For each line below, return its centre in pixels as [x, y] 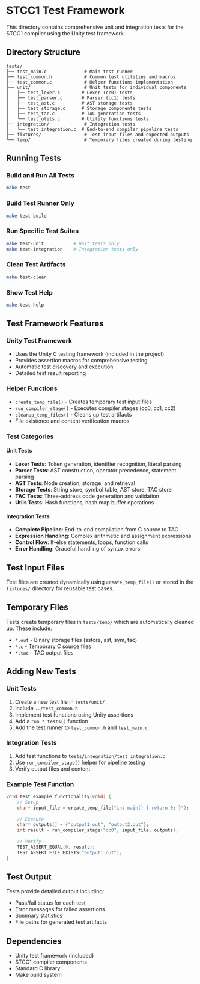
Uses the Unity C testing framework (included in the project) [89, 354]
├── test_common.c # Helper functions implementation [89, 82]
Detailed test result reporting [50, 373]
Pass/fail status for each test [50, 903]
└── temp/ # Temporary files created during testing [99, 140]
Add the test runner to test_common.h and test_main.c [81, 727]
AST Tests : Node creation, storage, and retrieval [75, 483]
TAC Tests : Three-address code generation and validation [87, 496]
